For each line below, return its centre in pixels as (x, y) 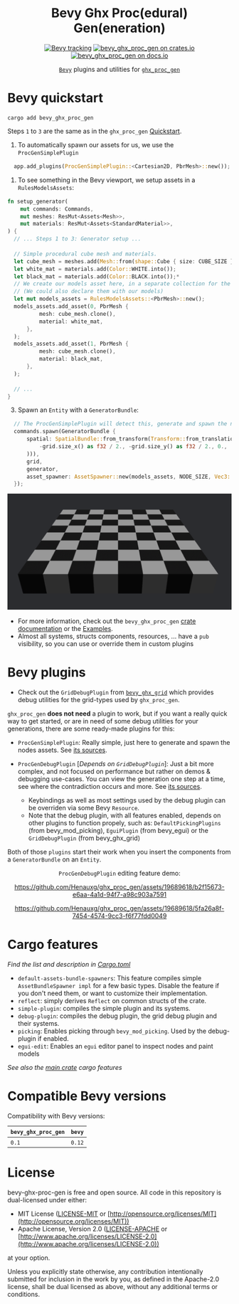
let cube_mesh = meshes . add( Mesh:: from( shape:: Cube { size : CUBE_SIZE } (124, 261)
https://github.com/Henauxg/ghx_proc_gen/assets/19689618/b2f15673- (119, 886)
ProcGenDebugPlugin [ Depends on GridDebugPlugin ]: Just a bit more (116, 763)
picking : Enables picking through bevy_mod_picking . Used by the (112, 1031)
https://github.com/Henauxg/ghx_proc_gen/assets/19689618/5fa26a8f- (119, 908)
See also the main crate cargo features (65, 1067)
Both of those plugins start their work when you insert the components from (119, 852)
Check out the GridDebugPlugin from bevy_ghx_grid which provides (116, 692)
